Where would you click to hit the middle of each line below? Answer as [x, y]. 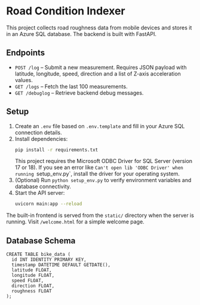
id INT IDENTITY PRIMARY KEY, [49, 260]
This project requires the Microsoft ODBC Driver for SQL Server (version [104, 161]
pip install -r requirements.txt [56, 150]
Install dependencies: [41, 138]
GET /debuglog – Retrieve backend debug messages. [79, 93]
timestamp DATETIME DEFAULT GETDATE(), [61, 265]
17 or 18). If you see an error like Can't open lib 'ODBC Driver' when [99, 167]
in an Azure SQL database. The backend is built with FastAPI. [81, 34]
